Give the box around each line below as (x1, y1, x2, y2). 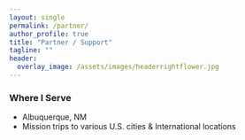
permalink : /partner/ (9, 21, 89, 30)
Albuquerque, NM (21, 112, 87, 122)
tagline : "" (9, 46, 53, 55)
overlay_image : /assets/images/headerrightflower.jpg (17, 63, 219, 72)
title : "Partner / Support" (9, 37, 113, 47)
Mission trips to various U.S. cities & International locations (21, 121, 236, 132)
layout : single (9, 12, 65, 22)
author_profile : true (9, 29, 89, 38)
